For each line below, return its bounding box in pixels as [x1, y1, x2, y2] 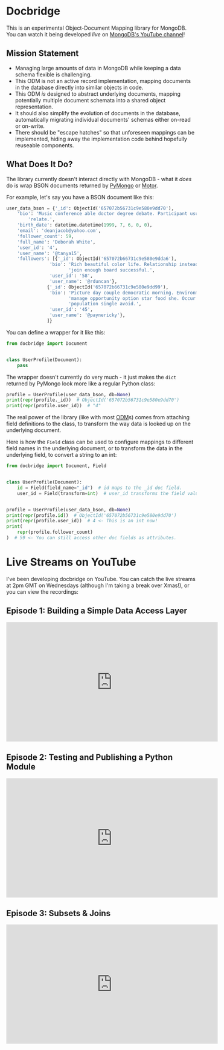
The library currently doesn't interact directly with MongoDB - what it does [6, 175, 192, 182]
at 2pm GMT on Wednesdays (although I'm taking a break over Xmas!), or [6, 582, 190, 589]
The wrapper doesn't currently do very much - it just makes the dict [6, 373, 177, 380]
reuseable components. [14, 141, 74, 149]
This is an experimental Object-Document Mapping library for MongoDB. [6, 24, 187, 32]
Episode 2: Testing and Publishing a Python [6, 753, 173, 763]
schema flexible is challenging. [14, 71, 92, 78]
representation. [14, 103, 53, 110]
